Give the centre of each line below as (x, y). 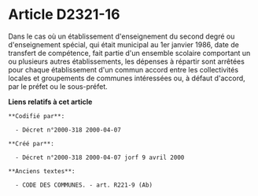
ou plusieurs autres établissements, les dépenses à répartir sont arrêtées (127, 61)
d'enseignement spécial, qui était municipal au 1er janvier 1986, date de (124, 44)
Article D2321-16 (64, 15)
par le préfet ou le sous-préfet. (58, 86)
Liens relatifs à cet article (50, 102)
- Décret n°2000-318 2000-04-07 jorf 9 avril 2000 (100, 157)
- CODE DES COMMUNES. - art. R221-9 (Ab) (84, 185)
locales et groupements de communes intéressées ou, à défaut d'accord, (127, 78)
